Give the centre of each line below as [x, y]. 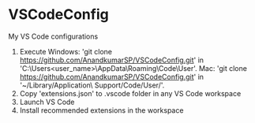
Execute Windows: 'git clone [66, 51]
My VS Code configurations [53, 36]
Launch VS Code [47, 102]
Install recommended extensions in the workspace [101, 110]
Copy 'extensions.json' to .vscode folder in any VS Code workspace [130, 93]
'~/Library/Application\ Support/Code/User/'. [92, 85]
